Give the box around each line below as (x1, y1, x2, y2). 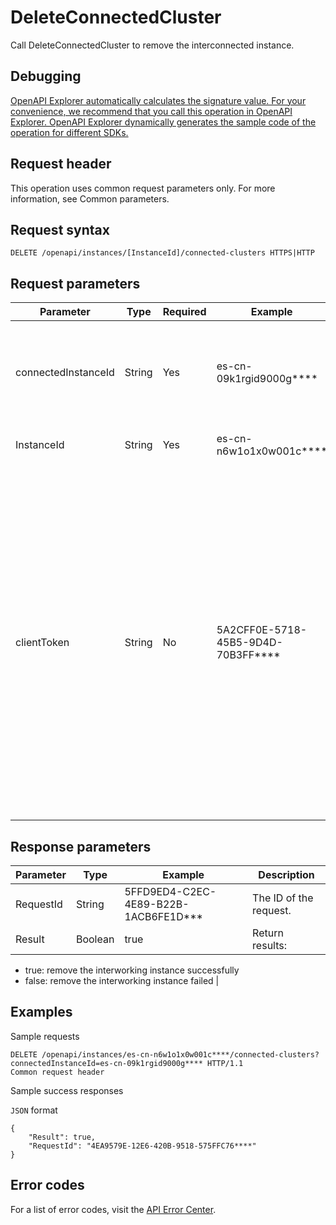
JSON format (10, 1104, 58, 1116)
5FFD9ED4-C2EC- (124, 885, 217, 898)
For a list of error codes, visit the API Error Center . (10, 1203, 217, 1215)
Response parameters (10, 838, 152, 855)
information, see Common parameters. (10, 192, 170, 205)
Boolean (75, 932, 115, 946)
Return (252, 926, 284, 940)
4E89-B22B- (124, 897, 190, 911)
